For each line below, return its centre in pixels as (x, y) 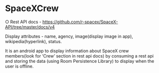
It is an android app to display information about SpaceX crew (67, 51)
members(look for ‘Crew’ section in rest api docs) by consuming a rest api (79, 56)
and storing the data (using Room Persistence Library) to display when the (80, 61)
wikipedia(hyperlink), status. (33, 41)
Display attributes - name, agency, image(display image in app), (69, 36)
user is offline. (20, 66)
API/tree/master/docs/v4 (30, 27)
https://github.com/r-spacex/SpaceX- (80, 22)
